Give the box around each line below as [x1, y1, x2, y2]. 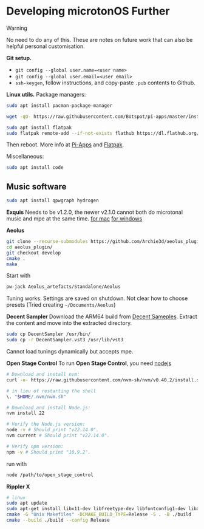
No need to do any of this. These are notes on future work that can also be [6, 36, 193, 43]
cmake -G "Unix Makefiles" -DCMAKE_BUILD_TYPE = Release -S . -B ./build [6, 511, 191, 517]
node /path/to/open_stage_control [6, 472, 94, 478]
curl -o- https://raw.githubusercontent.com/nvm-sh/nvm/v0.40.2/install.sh [6, 377, 202, 383]
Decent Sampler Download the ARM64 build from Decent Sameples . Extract [6, 313, 197, 320]
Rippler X [6, 483, 30, 490]
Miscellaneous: [6, 153, 44, 160]
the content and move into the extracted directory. [6, 319, 132, 327]
